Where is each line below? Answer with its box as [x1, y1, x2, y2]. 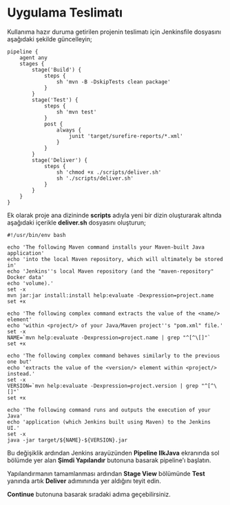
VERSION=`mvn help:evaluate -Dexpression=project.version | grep [7, 382, 198, 389]
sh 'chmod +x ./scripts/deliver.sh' [56, 169, 162, 176]
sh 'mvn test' [56, 108, 97, 115]
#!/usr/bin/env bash [7, 231, 67, 238]
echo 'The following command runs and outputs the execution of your [7, 406, 211, 413]
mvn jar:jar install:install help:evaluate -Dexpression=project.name [7, 291, 214, 299]
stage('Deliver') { [32, 156, 88, 163]
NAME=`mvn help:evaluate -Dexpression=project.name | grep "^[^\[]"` [7, 334, 211, 341]
